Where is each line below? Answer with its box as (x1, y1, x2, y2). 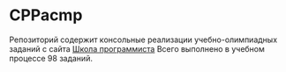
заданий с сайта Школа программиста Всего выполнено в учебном (9, 43, 265, 54)
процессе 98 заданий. (9, 53, 93, 63)
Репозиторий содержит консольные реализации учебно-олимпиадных (9, 34, 278, 45)
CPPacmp (9, 5, 83, 25)
